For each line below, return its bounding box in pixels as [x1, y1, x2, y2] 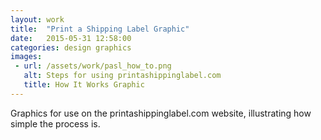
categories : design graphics [10, 42, 132, 53]
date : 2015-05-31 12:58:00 [10, 33, 132, 43]
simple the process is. [10, 117, 101, 130]
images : [10, 52, 43, 62]
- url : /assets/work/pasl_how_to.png [14, 61, 172, 71]
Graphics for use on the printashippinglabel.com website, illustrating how [10, 107, 312, 119]
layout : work [10, 14, 65, 25]
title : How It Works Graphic [23, 80, 145, 90]
